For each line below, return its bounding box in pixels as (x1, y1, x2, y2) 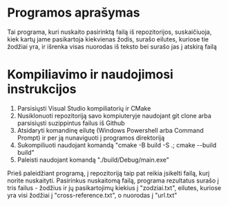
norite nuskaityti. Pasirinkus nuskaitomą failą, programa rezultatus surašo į (7, 176, 219, 185)
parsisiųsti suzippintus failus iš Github (17, 119, 126, 127)
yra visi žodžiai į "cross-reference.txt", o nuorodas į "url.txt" (7, 191, 178, 199)
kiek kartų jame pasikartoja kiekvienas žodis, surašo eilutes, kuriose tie (7, 35, 209, 43)
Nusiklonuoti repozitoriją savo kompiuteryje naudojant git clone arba (17, 111, 212, 120)
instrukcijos (7, 82, 77, 97)
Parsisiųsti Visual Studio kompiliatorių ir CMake (17, 104, 151, 112)
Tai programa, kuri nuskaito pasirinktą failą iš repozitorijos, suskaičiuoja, (7, 28, 212, 36)
